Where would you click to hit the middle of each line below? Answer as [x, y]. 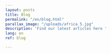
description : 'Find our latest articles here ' [56, 29]
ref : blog [16, 38]
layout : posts [20, 10]
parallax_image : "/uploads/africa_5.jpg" [49, 24]
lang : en [14, 33]
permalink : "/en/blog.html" [35, 19]
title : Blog [18, 15]
